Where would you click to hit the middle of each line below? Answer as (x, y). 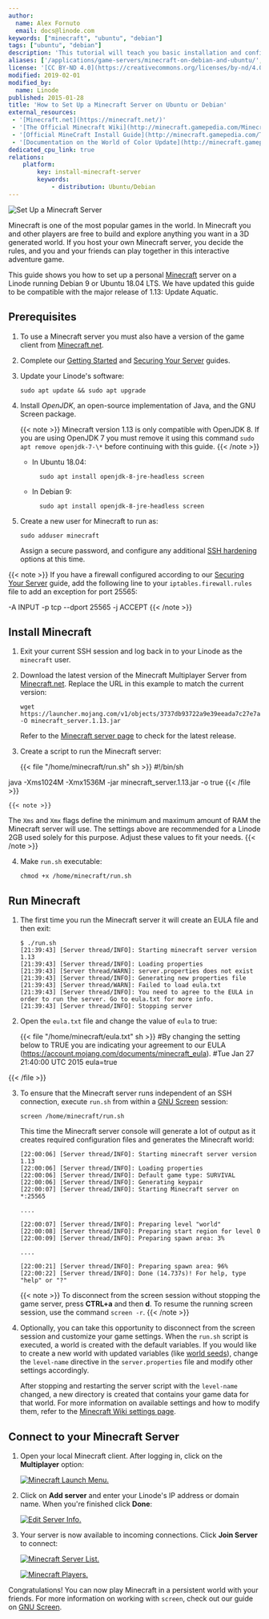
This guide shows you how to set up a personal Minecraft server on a (122, 275)
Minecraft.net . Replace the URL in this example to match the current (132, 684)
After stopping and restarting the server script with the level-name (128, 1386)
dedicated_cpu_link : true (51, 150)
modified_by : (30, 82)
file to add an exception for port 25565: (73, 591)
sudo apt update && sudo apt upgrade (83, 390)
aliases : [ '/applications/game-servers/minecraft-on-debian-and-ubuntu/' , (136, 61)
